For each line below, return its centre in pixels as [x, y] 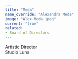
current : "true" [22, 24]
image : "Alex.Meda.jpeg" [31, 19]
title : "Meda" [20, 10]
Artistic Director [21, 47]
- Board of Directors [27, 33]
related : [14, 28]
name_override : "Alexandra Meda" [39, 14]
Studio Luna [17, 52]
